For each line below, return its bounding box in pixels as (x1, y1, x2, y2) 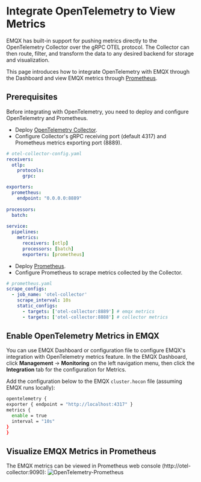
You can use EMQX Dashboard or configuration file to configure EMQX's (6, 347, 185, 354)
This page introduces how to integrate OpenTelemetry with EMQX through (6, 68, 190, 75)
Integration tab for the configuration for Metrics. (6, 366, 126, 373)
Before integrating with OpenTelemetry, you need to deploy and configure (6, 108, 189, 115)
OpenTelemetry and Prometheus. (6, 114, 88, 121)
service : (6, 223, 28, 230)
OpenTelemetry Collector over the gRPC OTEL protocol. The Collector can (6, 43, 190, 51)
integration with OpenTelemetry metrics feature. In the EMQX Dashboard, (6, 353, 188, 361)
